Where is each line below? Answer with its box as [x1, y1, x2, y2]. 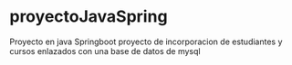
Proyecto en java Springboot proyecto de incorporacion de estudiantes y [9, 36, 283, 47]
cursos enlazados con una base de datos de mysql [9, 45, 201, 56]
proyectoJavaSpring [9, 6, 168, 27]
